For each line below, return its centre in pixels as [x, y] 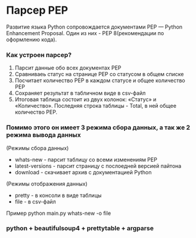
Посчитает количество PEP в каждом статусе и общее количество [100, 80]
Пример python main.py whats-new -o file [59, 213]
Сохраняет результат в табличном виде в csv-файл [80, 93]
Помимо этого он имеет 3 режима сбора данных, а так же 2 [98, 127]
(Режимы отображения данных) [47, 184]
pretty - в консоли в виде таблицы [58, 195]
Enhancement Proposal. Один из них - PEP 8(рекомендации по [85, 33]
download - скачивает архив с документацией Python [83, 172]
